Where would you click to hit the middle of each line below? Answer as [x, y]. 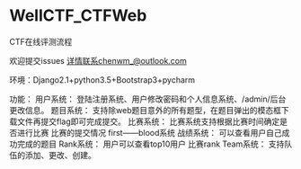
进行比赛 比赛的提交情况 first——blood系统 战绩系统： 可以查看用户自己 [149, 132]
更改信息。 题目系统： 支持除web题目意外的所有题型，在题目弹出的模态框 [145, 110]
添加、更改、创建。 [60, 155]
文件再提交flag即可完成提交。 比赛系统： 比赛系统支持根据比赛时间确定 [148, 121]
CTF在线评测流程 [41, 41]
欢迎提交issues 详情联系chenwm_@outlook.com [98, 60]
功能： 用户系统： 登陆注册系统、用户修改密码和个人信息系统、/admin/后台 [148, 99]
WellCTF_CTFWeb [78, 16]
